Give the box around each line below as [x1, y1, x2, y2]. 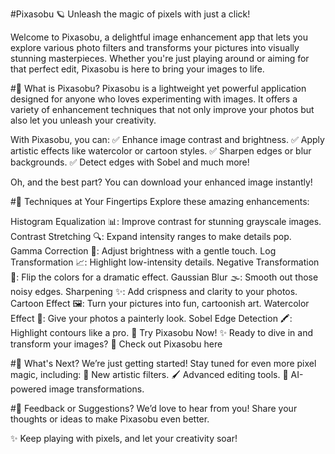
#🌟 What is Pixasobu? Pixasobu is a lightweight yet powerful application [10, 83, 307, 94]
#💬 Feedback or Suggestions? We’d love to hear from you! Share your [10, 403, 298, 414]
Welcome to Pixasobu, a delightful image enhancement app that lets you [10, 31, 309, 43]
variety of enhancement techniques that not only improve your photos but [10, 104, 315, 115]
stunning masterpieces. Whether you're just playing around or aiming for [10, 53, 310, 64]
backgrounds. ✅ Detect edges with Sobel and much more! [10, 156, 250, 168]
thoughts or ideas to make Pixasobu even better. [10, 413, 210, 425]
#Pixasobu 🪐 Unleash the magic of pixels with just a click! [10, 8, 251, 20]
